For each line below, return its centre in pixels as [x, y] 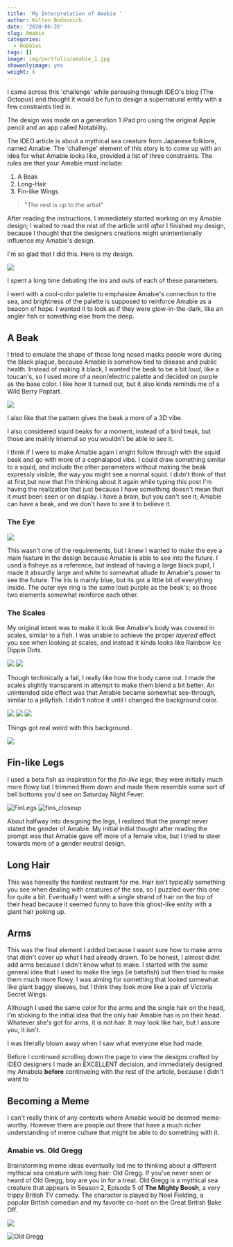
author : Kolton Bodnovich [44, 20]
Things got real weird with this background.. [70, 727]
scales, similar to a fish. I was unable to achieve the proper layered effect [112, 635]
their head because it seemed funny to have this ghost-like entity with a [110, 904]
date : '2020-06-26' [35, 26]
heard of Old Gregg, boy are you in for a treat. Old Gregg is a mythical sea [113, 1180]
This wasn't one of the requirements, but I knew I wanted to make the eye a [115, 550]
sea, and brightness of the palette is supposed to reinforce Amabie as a [109, 301]
